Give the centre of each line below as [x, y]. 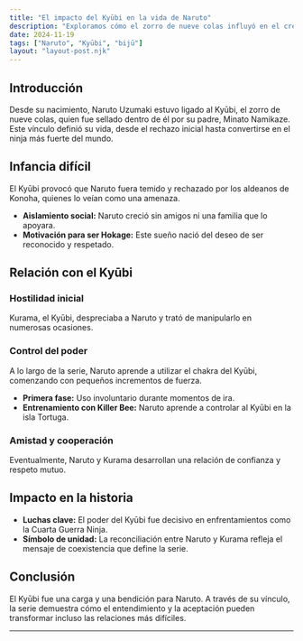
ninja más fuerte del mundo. [62, 138]
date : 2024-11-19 [42, 34]
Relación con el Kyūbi [71, 273]
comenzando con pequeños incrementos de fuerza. [106, 380]
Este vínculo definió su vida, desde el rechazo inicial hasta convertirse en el [150, 128]
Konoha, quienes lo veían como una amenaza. [95, 198]
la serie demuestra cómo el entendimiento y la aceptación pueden [132, 608]
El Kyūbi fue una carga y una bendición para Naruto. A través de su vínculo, [150, 599]
